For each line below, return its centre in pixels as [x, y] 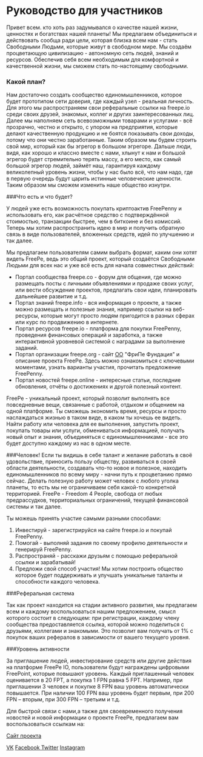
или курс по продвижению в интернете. [67, 322]
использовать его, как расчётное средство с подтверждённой [88, 215]
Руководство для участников [85, 11]
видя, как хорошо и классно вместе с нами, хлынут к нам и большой [96, 153]
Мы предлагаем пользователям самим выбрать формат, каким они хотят [102, 253]
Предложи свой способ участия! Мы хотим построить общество [99, 569]
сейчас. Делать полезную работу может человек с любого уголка [92, 481]
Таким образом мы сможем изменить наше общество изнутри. [89, 185]
